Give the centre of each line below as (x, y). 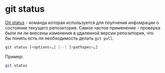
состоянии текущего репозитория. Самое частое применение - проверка (83, 27)
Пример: (14, 56)
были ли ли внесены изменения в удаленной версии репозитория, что (79, 33)
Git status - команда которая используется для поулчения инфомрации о (82, 23)
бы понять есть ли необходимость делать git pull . (60, 38)
